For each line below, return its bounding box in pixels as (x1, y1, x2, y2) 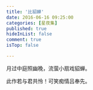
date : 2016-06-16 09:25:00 (6, 14, 74, 20)
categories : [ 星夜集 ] (6, 20, 58, 26)
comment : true (6, 37, 42, 43)
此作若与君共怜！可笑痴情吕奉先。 (6, 77, 91, 85)
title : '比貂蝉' (6, 8, 44, 15)
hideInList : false (6, 31, 52, 37)
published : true (6, 25, 47, 32)
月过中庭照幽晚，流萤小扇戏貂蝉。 (6, 64, 91, 72)
